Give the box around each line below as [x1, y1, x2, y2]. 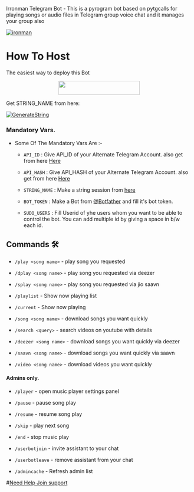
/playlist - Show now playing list [14, 292, 97, 300]
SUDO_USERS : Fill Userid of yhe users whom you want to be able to [23, 209, 183, 216]
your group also [6, 18, 45, 24]
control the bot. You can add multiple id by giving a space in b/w [23, 215, 180, 222]
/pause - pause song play [14, 399, 77, 406]
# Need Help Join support [6, 479, 68, 486]
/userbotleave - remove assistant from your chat [14, 456, 134, 463]
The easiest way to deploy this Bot [6, 69, 90, 76]
